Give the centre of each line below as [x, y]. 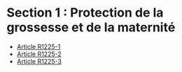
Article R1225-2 [39, 54]
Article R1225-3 [39, 61]
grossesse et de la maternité [91, 27]
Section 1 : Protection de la [85, 13]
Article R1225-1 [38, 46]
